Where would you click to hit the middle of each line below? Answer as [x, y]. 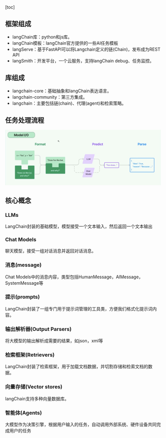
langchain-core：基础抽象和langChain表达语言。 [62, 91]
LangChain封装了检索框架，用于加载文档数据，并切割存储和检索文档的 [77, 367]
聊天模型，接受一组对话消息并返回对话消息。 [51, 251]
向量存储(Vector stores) [34, 387]
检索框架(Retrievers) [30, 355]
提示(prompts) [22, 297]
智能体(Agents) [23, 413]
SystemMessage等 [24, 283]
